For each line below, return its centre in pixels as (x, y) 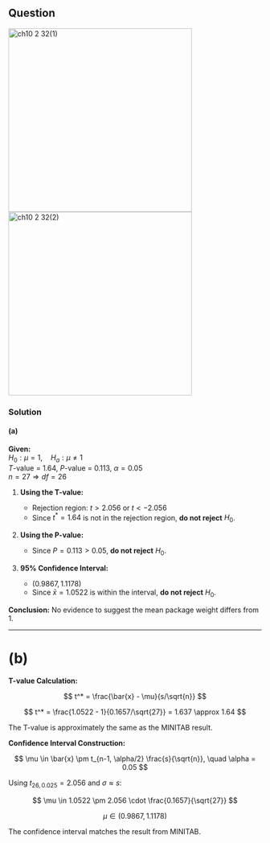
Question (32, 13)
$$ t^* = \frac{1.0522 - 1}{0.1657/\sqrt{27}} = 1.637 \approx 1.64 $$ (135, 712)
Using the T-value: (52, 492)
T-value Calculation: (43, 681)
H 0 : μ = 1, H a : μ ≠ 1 (45, 458)
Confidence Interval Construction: (67, 742)
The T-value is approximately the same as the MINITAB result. (110, 727)
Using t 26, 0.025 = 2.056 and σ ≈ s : (65, 783)
